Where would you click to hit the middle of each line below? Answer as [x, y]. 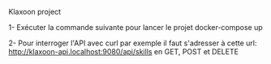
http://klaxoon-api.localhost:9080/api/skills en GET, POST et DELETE [124, 51]
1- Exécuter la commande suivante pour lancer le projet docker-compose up [136, 27]
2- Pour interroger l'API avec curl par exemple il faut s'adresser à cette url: [133, 43]
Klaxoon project [35, 12]
